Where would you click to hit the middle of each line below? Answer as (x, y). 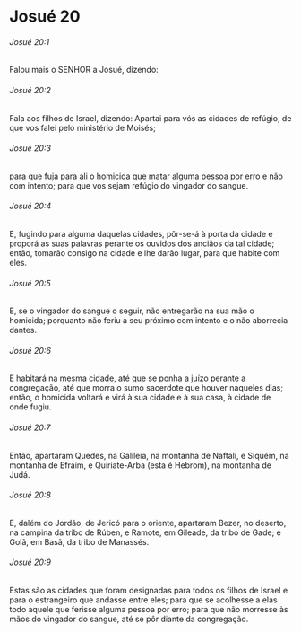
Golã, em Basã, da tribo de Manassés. (79, 541)
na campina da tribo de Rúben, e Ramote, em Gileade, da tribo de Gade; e (146, 532)
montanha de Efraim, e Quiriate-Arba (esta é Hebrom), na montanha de (140, 465)
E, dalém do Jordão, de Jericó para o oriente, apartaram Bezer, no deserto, (148, 523)
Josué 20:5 (30, 283)
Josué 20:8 (30, 495)
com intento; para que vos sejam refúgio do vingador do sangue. (129, 185)
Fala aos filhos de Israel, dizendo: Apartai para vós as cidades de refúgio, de (150, 118)
